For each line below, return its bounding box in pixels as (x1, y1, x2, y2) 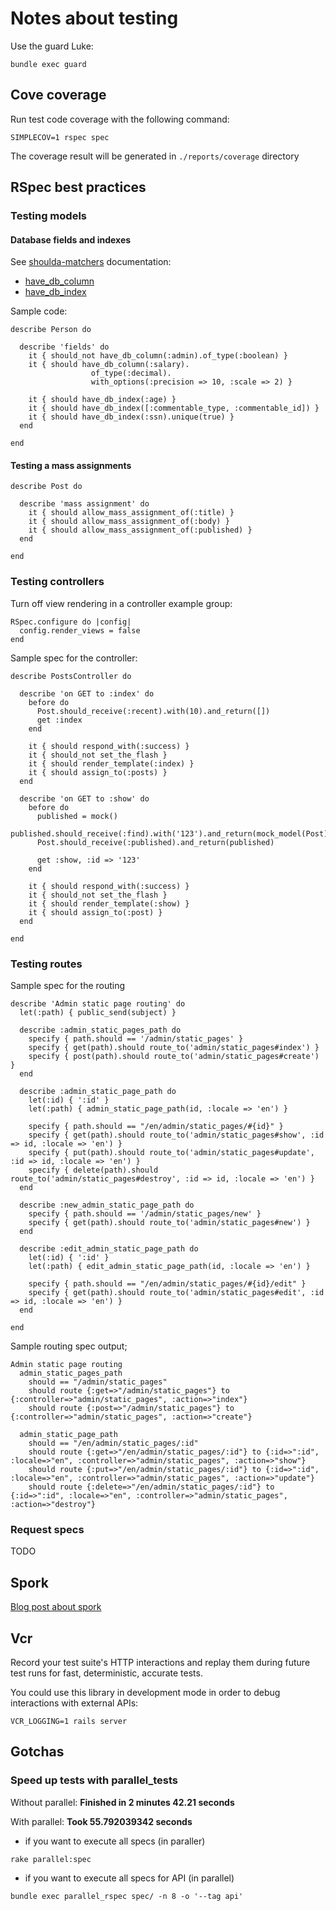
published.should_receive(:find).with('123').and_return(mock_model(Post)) (10, 828, 333, 839)
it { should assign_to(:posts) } (28, 767, 168, 777)
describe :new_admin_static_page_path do (19, 1200, 195, 1211)
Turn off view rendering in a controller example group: (10, 597, 233, 609)
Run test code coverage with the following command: (10, 113, 230, 125)
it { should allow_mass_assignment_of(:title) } (28, 508, 235, 518)
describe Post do (10, 482, 83, 492)
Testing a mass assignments (10, 459, 132, 471)
